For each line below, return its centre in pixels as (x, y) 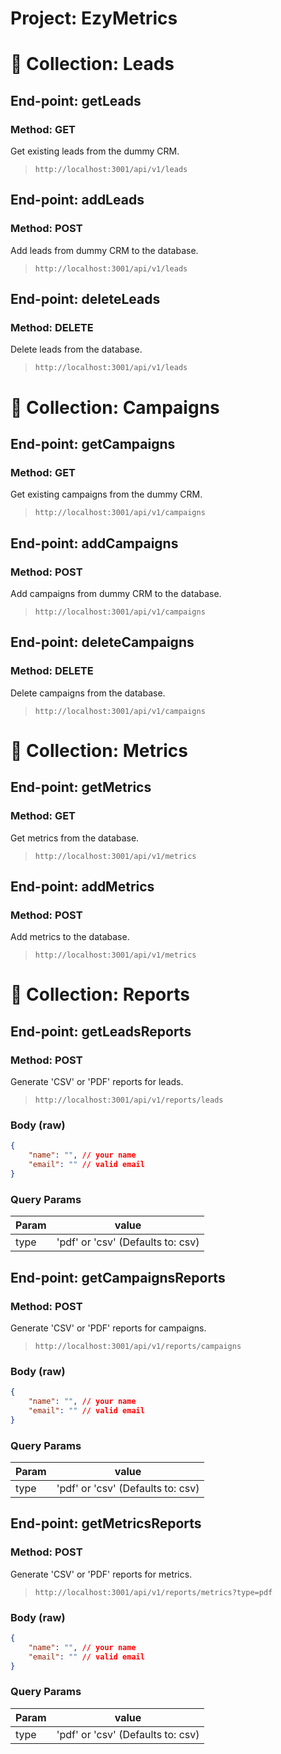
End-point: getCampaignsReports (118, 1277)
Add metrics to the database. (70, 937)
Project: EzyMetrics (94, 18)
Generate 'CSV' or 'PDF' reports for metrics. (101, 1574)
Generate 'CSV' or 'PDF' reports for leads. (97, 1082)
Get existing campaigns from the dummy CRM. (106, 494)
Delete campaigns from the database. (88, 693)
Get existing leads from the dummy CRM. (95, 151)
